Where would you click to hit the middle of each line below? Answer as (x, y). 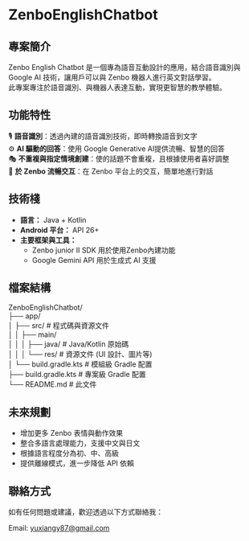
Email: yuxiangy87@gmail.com (59, 528)
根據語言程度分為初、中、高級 (69, 453)
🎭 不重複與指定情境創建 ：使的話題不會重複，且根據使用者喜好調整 (119, 158)
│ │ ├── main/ (33, 334)
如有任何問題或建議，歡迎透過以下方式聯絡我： (86, 512)
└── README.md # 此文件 (53, 384)
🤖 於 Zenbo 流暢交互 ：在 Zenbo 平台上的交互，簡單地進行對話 (111, 171)
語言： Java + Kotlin (53, 219)
